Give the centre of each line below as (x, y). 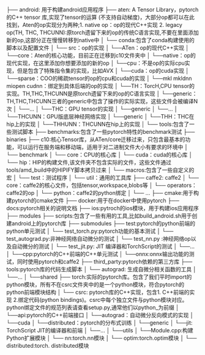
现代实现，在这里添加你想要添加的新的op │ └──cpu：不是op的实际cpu (96, 63)
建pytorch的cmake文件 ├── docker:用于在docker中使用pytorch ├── (93, 200)
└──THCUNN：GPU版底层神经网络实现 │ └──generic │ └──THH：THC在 (100, 116)
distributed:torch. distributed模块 (48, 346)
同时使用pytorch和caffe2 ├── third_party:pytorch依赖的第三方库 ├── (105, 262)
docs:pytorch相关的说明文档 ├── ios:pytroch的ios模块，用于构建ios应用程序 (102, 208)
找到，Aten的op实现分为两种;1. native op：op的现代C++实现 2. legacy (94, 25)
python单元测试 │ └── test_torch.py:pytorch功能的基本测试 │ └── (90, 231)
